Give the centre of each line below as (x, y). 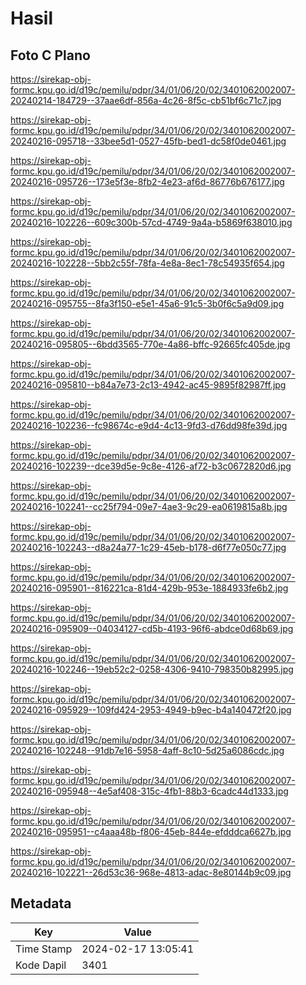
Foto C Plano (50, 55)
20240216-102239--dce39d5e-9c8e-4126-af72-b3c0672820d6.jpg (151, 466)
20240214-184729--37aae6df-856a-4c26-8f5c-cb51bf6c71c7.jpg (146, 100)
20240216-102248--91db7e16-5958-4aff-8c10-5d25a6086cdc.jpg (147, 750)
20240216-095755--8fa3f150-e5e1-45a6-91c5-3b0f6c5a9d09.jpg (147, 303)
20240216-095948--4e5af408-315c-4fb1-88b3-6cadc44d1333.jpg (149, 791)
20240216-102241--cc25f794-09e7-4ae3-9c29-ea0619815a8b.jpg (149, 506)
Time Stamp (44, 949)
